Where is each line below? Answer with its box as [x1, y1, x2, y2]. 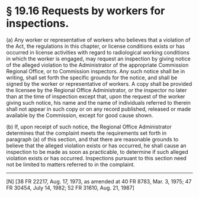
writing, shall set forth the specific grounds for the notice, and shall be [6, 74, 178, 81]
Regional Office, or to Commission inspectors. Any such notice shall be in [6, 67, 185, 75]
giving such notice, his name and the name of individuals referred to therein [6, 99, 191, 106]
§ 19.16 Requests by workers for [6, 4, 165, 18]
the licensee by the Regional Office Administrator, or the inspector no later [6, 86, 187, 93]
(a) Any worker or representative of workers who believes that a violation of [6, 36, 191, 43]
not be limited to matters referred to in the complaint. [6, 161, 135, 168]
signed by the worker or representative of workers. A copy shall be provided [6, 80, 192, 87]
